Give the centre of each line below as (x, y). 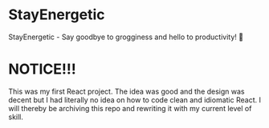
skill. (16, 117)
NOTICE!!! (42, 69)
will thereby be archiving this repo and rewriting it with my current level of (130, 108)
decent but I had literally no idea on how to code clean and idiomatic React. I (134, 100)
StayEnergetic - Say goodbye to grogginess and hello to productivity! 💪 (126, 37)
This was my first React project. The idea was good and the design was (126, 91)
